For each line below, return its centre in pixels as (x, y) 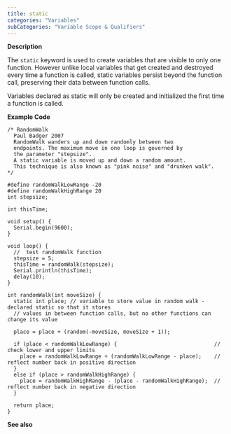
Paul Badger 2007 (39, 136)
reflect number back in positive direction (72, 363)
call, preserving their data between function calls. (79, 83)
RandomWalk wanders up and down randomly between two (93, 142)
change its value (33, 320)
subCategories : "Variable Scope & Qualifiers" (76, 27)
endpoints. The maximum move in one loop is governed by (98, 148)
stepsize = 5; (34, 259)
